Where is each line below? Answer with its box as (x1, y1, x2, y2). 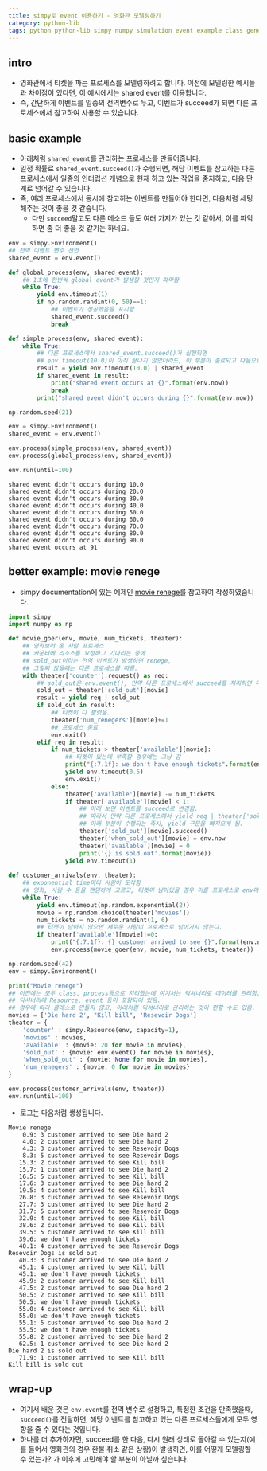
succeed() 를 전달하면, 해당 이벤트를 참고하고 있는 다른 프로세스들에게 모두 (19, 1414, 250, 1424)
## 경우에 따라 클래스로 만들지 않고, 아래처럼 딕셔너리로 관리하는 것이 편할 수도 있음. (8, 1004, 256, 1012)
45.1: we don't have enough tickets (18, 1270, 141, 1278)
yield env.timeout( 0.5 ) (64, 768, 145, 777)
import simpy (8, 612, 52, 621)
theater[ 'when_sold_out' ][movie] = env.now (79, 834, 226, 843)
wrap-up (8, 1383, 52, 1396)
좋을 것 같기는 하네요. (63, 224, 130, 233)
